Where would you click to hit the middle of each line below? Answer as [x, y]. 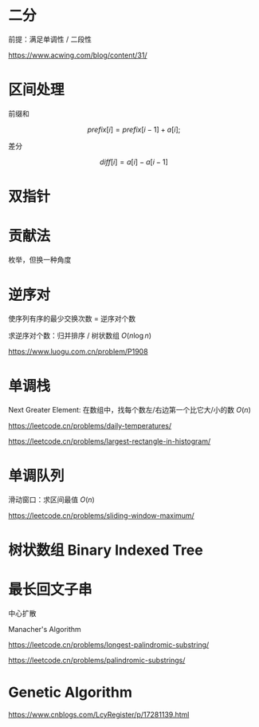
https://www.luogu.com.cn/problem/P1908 [78, 351]
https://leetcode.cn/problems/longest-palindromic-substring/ [109, 644]
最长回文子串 [51, 590]
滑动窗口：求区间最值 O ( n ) [52, 500]
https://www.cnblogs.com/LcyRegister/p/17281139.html [99, 714]
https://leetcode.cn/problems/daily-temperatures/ [90, 425]
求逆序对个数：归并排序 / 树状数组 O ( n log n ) [80, 335]
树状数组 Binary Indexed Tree [106, 550]
